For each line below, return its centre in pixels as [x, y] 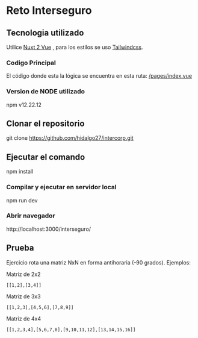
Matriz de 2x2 [23, 274]
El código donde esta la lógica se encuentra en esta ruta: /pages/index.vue [99, 76]
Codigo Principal [31, 63]
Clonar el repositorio [45, 123]
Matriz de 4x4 [23, 318]
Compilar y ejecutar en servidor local [61, 187]
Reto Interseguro [49, 11]
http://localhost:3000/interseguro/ [49, 229]
